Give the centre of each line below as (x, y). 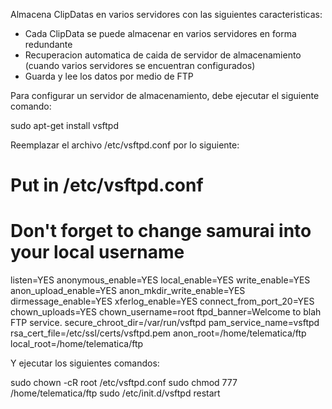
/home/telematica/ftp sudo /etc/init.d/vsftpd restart (115, 393)
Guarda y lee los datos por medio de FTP (109, 76)
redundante (48, 44)
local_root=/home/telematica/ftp (77, 344)
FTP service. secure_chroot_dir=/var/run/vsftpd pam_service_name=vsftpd (165, 323)
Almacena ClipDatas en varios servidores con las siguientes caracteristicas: (166, 14)
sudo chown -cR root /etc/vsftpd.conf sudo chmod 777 (124, 383)
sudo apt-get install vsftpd (64, 125)
